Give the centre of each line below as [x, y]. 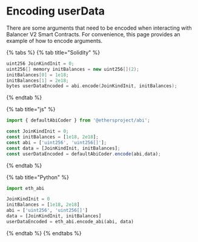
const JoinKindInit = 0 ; [38, 131]
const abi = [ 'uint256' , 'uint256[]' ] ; [57, 142]
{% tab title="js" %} [31, 110]
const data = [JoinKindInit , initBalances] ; [63, 148]
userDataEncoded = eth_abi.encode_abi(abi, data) [70, 221]
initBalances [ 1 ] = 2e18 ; [38, 80]
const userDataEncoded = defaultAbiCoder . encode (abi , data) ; [84, 154]
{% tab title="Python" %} [38, 177]
